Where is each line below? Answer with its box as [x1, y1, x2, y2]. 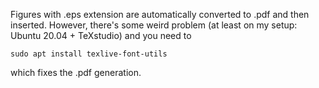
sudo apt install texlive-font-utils [10, 49, 168, 59]
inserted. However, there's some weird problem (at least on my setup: [10, 19, 298, 31]
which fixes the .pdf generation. [10, 67, 142, 78]
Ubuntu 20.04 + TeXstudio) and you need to [10, 30, 192, 41]
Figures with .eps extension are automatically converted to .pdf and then [10, 9, 310, 20]
